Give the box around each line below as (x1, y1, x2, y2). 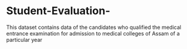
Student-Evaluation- (6, 4, 111, 18)
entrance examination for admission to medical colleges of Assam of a (6, 30, 180, 37)
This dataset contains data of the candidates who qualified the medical (6, 24, 182, 31)
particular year (6, 36, 43, 43)
